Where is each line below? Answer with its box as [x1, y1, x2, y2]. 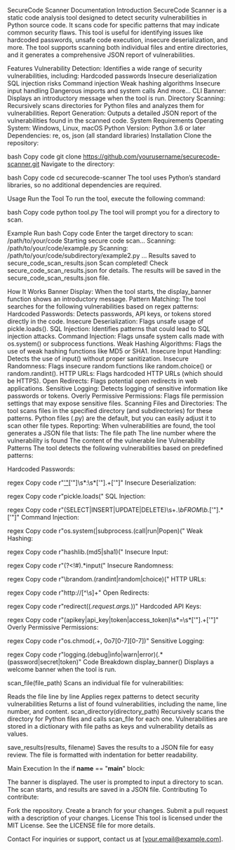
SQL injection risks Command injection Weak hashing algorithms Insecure [7, 79, 221, 87]
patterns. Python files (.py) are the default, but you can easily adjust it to [7, 414, 216, 422]
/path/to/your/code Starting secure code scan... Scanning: [7, 236, 176, 245]
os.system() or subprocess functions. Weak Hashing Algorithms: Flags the [7, 339, 222, 348]
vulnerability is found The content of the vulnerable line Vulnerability [7, 436, 206, 445]
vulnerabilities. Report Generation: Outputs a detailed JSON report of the [7, 109, 217, 117]
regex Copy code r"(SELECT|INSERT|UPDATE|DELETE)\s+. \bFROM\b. [7, 506, 210, 514]
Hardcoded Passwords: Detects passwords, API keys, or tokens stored [7, 310, 212, 318]
